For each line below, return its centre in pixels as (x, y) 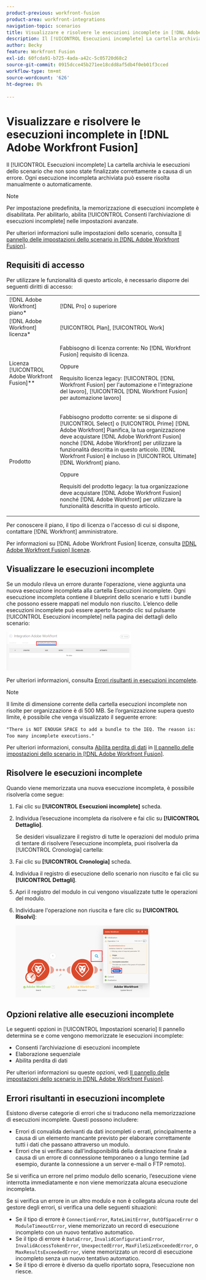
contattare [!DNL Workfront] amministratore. (62, 531)
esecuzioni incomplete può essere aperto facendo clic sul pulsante (91, 610)
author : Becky (25, 45)
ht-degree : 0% (25, 84)
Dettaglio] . (29, 824)
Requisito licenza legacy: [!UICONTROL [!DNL (117, 378)
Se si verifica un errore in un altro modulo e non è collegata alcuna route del (102, 1201)
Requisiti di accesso (45, 265)
